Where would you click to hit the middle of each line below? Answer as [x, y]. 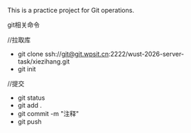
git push [29, 122]
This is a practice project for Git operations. [71, 10]
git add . [30, 105]
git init [27, 69]
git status [31, 98]
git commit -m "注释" [48, 114]
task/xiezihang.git [44, 62]
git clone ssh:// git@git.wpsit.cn [63, 54]
